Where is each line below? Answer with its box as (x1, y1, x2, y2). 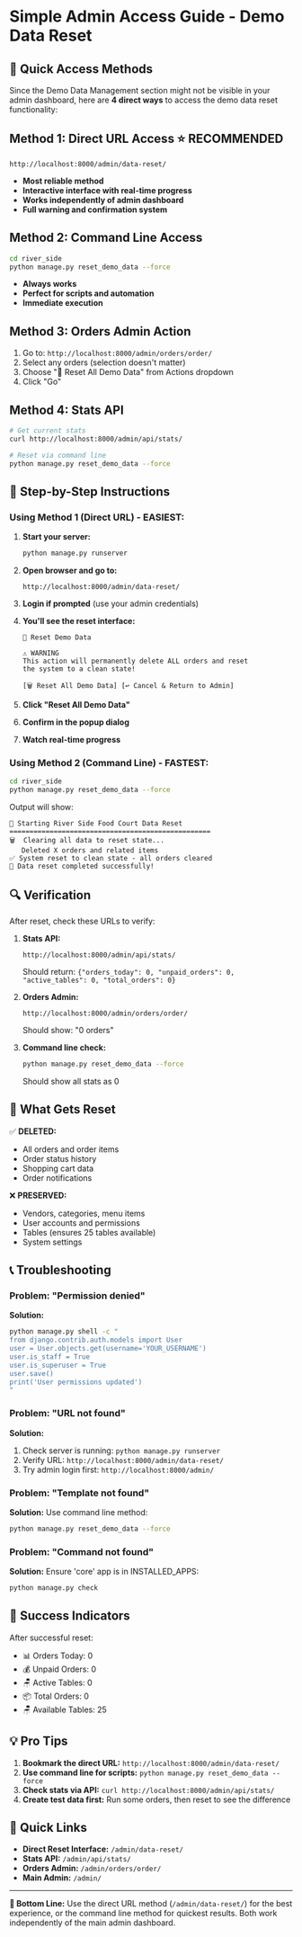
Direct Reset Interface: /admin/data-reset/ (22, 1843, 184, 1854)
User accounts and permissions (22, 1217, 141, 1228)
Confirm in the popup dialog (22, 717, 130, 727)
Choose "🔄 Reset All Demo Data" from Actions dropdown (22, 367, 234, 378)
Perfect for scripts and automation (22, 288, 155, 299)
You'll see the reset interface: (22, 616, 136, 627)
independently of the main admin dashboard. (9, 1917, 176, 1928)
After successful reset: (9, 1632, 93, 1643)
